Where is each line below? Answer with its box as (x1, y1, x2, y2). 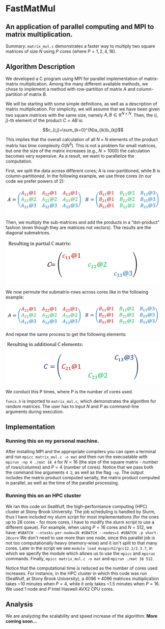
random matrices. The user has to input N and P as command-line (5, 403, 139, 409)
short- (145, 530, 159, 535)
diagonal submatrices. (5, 230, 51, 236)
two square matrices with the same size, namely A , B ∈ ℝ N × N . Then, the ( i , (5, 111, 159, 118)
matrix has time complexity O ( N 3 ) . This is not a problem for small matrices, (5, 142, 157, 149)
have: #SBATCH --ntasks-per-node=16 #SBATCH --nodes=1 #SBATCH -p (5, 529, 143, 535)
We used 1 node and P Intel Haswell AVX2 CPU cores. (5, 586, 114, 592)
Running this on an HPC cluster (5, 492, 82, 499)
